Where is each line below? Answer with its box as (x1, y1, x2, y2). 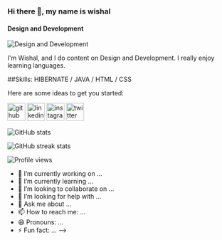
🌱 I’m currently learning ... (17, 177, 94, 186)
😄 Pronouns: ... (17, 218, 64, 226)
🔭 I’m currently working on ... (17, 169, 102, 178)
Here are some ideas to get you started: (7, 89, 125, 98)
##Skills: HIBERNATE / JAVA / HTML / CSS (7, 75, 132, 84)
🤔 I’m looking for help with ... (17, 192, 102, 201)
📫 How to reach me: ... (17, 208, 86, 216)
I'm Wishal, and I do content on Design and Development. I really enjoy (7, 53, 215, 63)
